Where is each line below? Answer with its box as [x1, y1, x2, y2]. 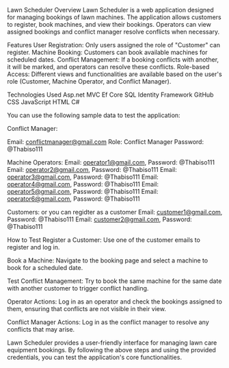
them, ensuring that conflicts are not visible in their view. [7, 305, 166, 312]
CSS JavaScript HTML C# [7, 98, 80, 106]
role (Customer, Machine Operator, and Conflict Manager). [7, 77, 172, 85]
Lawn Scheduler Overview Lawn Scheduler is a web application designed [7, 6, 214, 14]
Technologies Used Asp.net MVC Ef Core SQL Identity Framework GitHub [7, 90, 214, 99]
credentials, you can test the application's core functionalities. [7, 353, 183, 361]
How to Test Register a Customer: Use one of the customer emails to [7, 236, 200, 244]
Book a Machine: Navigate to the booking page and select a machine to [7, 256, 208, 265]
